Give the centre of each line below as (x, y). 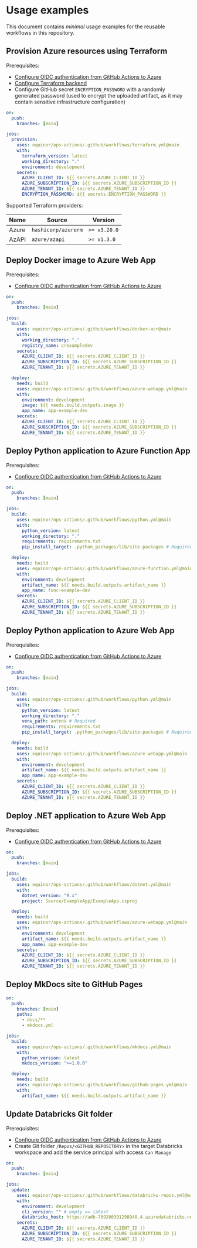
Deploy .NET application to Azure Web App (86, 816)
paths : (25, 1015)
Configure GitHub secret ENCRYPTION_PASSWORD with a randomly (90, 89)
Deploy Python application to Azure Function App (98, 451)
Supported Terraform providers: (45, 205)
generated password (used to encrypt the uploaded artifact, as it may (98, 95)
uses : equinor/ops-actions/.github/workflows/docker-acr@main (94, 329)
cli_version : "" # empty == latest (65, 1212)
